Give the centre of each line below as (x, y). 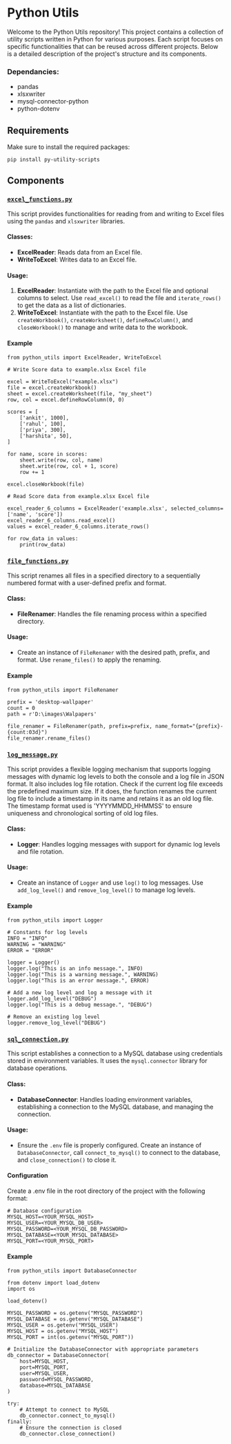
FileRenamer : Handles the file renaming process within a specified (112, 614)
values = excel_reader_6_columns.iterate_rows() (78, 527)
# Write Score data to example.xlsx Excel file (77, 370)
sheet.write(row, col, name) (61, 460)
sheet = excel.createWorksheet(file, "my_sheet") (80, 394)
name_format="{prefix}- (189, 726)
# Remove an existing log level (53, 1017)
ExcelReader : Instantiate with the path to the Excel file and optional (113, 290)
